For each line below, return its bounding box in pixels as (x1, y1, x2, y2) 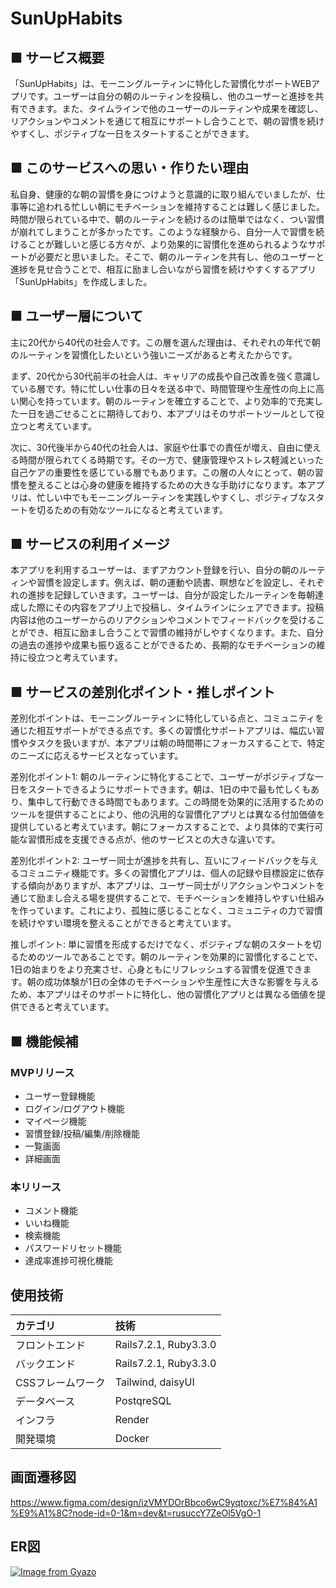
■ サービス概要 (10, 49, 105, 66)
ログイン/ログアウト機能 (24, 1102, 125, 1114)
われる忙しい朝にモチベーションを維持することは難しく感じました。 (44, 200, 326, 212)
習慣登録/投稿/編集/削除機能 (24, 1127, 140, 1139)
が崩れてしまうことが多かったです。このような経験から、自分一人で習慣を (10, 225, 317, 237)
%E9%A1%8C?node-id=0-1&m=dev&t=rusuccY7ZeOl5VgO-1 (10, 1507, 262, 1519)
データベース (15, 1395, 76, 1409)
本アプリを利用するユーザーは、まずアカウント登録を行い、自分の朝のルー (10, 564, 317, 576)
